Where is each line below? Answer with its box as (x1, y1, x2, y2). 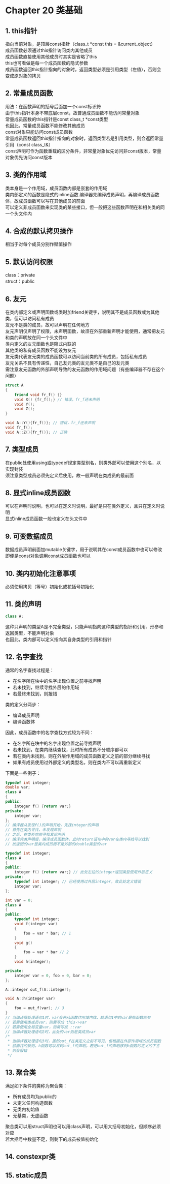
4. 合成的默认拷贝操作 (5, 227, 73, 235)
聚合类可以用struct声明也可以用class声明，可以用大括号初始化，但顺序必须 (5, 1123, 161, 1129)
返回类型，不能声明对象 (5, 630, 54, 636)
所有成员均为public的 (12, 1094, 57, 1100)
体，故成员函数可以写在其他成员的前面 (5, 198, 85, 204)
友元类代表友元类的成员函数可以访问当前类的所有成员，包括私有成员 (5, 354, 147, 360)
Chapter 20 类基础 (5, 5, 82, 16)
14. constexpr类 (5, 1152, 56, 1161)
